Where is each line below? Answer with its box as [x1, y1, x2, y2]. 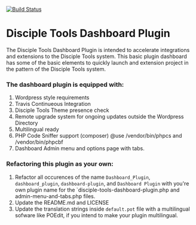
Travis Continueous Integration [14, 101, 91, 108]
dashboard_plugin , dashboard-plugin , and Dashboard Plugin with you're [14, 180, 189, 187]
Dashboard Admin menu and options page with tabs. [14, 145, 145, 152]
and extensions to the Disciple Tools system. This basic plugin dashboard [6, 53, 187, 60]
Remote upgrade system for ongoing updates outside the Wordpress [14, 113, 184, 120]
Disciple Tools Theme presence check [14, 107, 109, 114]
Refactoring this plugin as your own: [6, 160, 114, 168]
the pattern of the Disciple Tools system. [6, 65, 106, 72]
